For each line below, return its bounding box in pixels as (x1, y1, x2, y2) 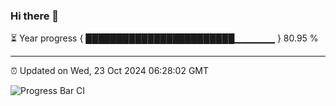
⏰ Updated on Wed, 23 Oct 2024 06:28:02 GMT (10, 65, 210, 77)
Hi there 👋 (10, 9, 60, 23)
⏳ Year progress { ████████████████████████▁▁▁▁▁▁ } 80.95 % (10, 32, 319, 44)
